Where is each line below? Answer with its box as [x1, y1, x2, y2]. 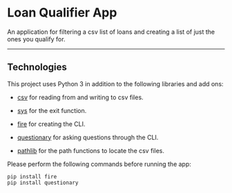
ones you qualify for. [7, 34, 66, 43]
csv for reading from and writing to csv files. [17, 93, 144, 101]
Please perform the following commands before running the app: [7, 160, 192, 168]
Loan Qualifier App [7, 5, 117, 21]
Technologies [7, 61, 68, 73]
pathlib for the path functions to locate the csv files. [17, 146, 164, 154]
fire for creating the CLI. [17, 119, 86, 128]
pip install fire [7, 173, 57, 180]
